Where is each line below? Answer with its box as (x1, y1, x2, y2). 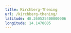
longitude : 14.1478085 (5, 20, 51, 26)
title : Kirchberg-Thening (5, 7, 57, 12)
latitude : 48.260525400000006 (5, 16, 67, 21)
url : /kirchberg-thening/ (5, 12, 57, 16)
